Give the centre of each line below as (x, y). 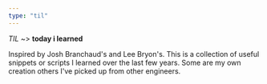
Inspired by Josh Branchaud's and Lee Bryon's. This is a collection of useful (134, 54)
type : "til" (28, 16)
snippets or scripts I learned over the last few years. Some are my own (125, 62)
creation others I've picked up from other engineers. (95, 71)
